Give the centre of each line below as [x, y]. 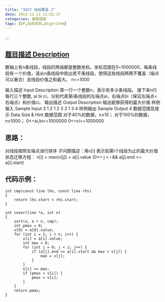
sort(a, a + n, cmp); [36, 221]
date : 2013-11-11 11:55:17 [33, 14]
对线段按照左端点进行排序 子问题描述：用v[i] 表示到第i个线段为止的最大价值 [82, 151]
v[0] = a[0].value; [34, 230]
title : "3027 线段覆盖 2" [30, 10]
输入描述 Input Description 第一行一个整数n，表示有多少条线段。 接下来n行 [81, 90]
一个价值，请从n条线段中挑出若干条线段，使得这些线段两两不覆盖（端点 [86, 73]
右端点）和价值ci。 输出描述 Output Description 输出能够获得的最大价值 [78, 102]
